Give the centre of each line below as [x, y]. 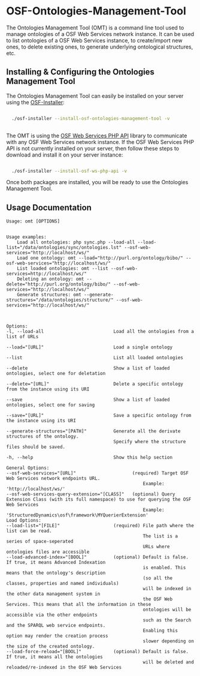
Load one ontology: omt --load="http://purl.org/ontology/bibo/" [100, 258]
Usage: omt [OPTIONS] [33, 221]
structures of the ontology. [43, 437]
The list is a [160, 536]
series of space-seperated [40, 542]
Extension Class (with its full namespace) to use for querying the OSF [99, 500]
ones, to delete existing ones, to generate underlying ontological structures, [100, 47]
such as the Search [167, 620]
